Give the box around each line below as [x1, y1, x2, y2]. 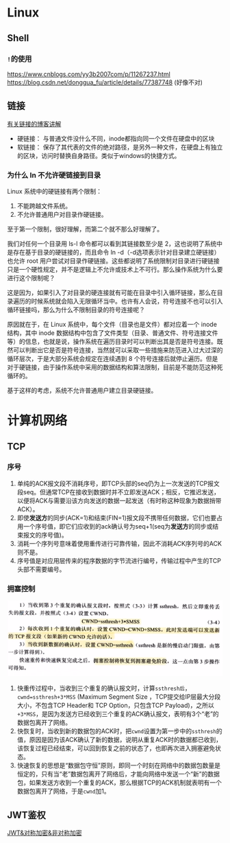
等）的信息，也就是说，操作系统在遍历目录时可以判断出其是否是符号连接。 [7, 337, 217, 345]
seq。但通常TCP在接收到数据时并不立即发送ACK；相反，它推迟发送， [23, 487, 220, 496]
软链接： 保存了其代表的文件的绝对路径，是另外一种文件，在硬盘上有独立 [16, 143, 223, 151]
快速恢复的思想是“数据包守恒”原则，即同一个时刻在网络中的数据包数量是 [16, 761, 221, 770]
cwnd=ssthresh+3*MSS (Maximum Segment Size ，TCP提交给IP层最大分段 [16, 693, 221, 701]
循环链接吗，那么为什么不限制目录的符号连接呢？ [7, 305, 145, 314]
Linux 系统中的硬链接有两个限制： [7, 187, 103, 195]
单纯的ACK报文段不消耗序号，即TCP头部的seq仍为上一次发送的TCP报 [16, 479, 214, 487]
